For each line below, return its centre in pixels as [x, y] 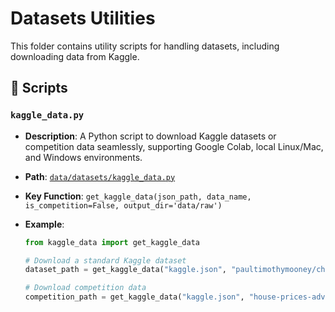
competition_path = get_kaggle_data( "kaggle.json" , [134, 297]
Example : [44, 224]
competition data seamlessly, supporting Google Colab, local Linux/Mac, [174, 146]
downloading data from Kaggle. [75, 56]
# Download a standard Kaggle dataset [105, 260]
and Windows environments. [83, 157]
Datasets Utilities [83, 18]
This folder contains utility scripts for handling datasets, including [145, 46]
